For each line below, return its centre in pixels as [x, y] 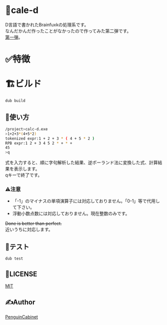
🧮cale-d [22, 10]
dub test [14, 259]
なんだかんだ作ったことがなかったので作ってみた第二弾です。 [68, 31]
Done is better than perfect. [34, 223]
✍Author [20, 302]
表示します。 [27, 169]
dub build [15, 101]
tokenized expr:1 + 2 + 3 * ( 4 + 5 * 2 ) [50, 138]
